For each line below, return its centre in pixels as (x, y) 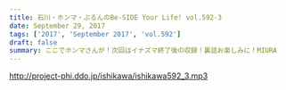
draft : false (33, 42)
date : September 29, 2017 (57, 26)
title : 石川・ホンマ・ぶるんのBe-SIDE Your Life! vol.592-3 (116, 17)
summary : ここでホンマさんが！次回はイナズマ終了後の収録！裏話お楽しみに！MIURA (143, 51)
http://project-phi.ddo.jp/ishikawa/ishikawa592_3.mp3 (109, 76)
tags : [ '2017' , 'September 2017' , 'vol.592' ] (95, 34)
